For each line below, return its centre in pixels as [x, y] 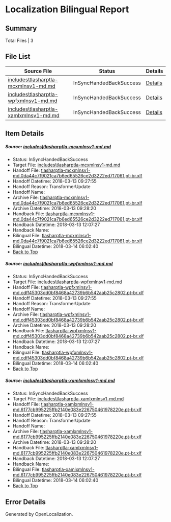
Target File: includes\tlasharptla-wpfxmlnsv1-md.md [67, 282]
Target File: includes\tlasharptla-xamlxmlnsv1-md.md [68, 399]
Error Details [25, 502]
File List [18, 56]
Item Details [25, 134]
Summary [21, 28]
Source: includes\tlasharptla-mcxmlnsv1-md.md [58, 146]
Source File [38, 71]
